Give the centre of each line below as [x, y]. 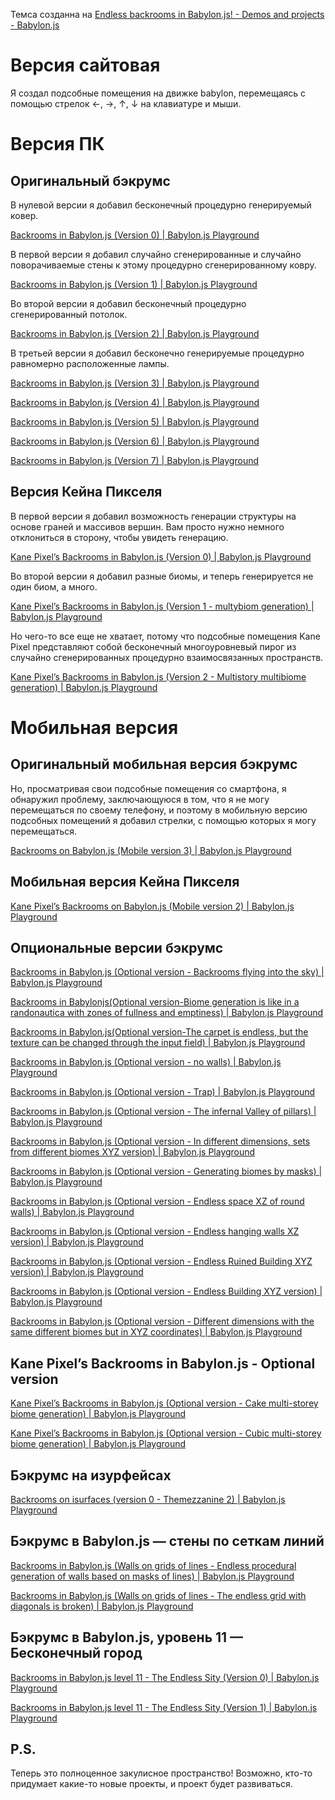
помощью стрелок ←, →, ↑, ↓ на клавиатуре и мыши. [126, 103]
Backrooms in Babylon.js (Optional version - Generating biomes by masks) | [166, 1171]
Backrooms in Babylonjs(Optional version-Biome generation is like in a [155, 1002]
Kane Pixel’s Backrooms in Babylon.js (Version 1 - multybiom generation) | [162, 606]
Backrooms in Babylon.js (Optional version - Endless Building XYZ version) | [166, 1291]
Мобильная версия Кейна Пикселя [125, 882]
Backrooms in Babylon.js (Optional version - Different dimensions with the [162, 1321]
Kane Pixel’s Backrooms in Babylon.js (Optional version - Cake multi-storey [164, 1403]
